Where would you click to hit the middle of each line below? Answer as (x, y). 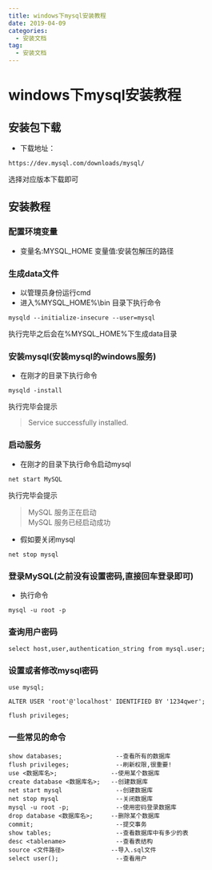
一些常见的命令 (37, 738)
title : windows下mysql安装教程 (57, 16)
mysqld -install (35, 391)
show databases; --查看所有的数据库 (90, 756)
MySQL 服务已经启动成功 (69, 522)
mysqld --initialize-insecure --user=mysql (82, 318)
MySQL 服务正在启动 (62, 512)
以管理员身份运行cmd (55, 292)
